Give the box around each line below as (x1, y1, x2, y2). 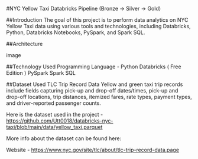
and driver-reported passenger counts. (6, 100, 102, 107)
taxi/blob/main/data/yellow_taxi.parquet (6, 124, 103, 130)
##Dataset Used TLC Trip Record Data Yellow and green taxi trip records (6, 81, 183, 88)
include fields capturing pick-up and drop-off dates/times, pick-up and (6, 87, 178, 94)
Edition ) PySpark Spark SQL (6, 69, 76, 76)
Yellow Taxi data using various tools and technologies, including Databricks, (6, 23, 191, 29)
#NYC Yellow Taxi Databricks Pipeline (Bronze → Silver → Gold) (6, 5, 161, 12)
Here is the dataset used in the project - (6, 111, 103, 118)
